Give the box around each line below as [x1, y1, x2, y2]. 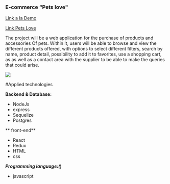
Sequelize [12, 112, 34, 118]
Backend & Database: [5, 91, 52, 97]
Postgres [12, 117, 32, 123]
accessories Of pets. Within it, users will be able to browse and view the [5, 40, 157, 46]
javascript [12, 173, 34, 179]
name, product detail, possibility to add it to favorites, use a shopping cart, [5, 51, 162, 57]
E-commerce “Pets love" [5, 4, 68, 11]
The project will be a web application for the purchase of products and [5, 35, 154, 41]
